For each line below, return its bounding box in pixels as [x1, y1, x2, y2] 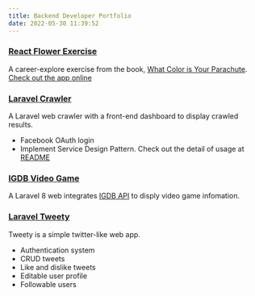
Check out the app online [8, 73, 93, 82]
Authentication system [19, 245, 95, 255]
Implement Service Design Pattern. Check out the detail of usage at [19, 144, 245, 154]
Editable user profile [19, 271, 87, 281]
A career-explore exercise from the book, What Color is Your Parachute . [8, 64, 248, 73]
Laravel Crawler [8, 93, 72, 104]
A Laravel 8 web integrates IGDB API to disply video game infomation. [8, 191, 240, 201]
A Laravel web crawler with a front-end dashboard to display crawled [8, 111, 239, 121]
